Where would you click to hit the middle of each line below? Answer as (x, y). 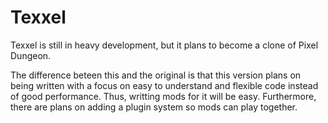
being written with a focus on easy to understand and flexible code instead (164, 85)
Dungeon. (31, 55)
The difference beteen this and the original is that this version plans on (156, 75)
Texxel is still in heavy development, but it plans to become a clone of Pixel (164, 45)
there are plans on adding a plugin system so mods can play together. (154, 107)
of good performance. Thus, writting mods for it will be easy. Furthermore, (163, 96)
